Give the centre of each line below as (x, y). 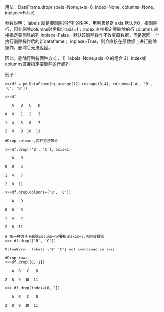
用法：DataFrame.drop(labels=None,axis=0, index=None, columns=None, (80, 7)
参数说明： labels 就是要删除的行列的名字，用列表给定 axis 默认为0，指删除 (81, 23)
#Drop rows (16, 258)
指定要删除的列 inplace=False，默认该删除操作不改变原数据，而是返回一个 (84, 35)
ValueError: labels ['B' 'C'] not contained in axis (60, 250)
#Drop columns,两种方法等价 (31, 141)
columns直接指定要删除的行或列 (37, 64)
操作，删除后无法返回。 (29, 47)
